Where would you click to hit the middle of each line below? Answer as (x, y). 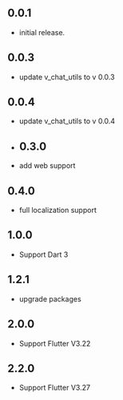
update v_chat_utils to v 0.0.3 (67, 77)
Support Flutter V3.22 (55, 343)
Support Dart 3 (44, 254)
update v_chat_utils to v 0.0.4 (67, 121)
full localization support (58, 210)
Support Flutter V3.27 (55, 388)
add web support (47, 166)
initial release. (42, 32)
